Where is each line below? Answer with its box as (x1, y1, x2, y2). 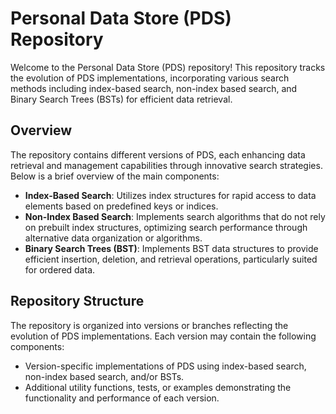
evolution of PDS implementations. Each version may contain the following (10, 330, 317, 342)
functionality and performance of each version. (24, 392, 220, 404)
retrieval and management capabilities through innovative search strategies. (10, 159, 323, 171)
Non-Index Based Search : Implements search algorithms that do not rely (24, 210, 326, 222)
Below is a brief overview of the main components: (10, 170, 220, 182)
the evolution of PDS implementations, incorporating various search (10, 72, 290, 84)
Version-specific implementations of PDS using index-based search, (24, 360, 307, 372)
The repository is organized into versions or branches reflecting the (10, 319, 289, 331)
